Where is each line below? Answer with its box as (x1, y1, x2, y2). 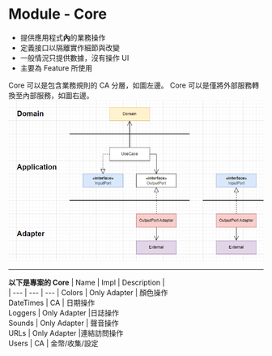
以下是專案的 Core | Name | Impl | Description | (8, 277, 165, 288)
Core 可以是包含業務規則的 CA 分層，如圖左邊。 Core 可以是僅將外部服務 (8, 80, 253, 90)
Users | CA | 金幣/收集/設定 (8, 338, 99, 349)
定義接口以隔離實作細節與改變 (19, 42, 120, 53)
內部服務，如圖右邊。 (22, 90, 94, 100)
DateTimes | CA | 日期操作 (8, 298, 96, 308)
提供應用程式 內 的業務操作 (19, 32, 106, 42)
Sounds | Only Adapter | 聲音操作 (8, 318, 119, 328)
